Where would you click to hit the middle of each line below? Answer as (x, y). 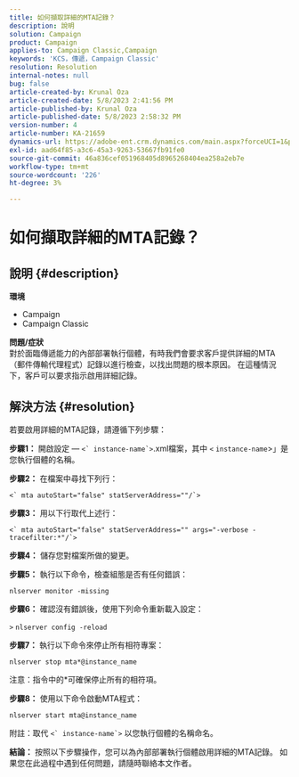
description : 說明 (42, 26)
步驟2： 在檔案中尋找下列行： (64, 478)
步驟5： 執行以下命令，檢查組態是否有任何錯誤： (99, 574)
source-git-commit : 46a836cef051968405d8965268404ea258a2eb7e (127, 158)
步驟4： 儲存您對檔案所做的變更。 (72, 555)
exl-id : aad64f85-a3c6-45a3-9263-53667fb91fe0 (97, 150)
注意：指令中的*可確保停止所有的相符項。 (85, 679)
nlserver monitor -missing (59, 591)
